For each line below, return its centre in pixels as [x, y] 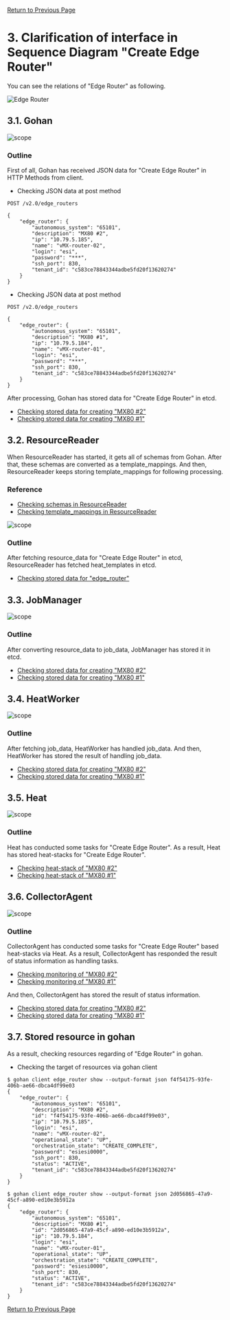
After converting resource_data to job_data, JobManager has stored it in [109, 649]
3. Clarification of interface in [93, 38]
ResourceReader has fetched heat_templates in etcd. [82, 565]
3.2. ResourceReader [53, 441]
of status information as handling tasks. [63, 961]
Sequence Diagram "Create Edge [103, 53]
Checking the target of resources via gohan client [87, 1067]
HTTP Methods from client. [45, 177]
